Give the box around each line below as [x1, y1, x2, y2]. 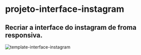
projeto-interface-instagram [5, 3, 125, 15]
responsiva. [5, 31, 43, 39]
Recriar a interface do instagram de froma [5, 23, 137, 32]
